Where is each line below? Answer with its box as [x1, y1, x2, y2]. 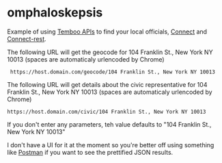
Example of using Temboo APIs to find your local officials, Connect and [7, 27, 207, 36]
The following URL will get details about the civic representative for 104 [7, 80, 208, 88]
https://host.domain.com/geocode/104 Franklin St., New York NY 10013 [10, 68, 215, 75]
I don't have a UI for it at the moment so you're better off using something [7, 140, 214, 149]
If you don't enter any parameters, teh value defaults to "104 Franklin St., [7, 120, 212, 128]
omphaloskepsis [7, 5, 103, 21]
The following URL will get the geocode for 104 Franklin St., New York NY [7, 48, 213, 56]
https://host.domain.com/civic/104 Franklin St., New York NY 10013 [7, 108, 206, 115]
